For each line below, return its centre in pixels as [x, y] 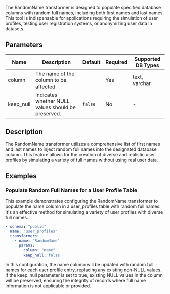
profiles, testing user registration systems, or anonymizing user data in [79, 23]
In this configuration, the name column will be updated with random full [79, 265]
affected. [46, 87]
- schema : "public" [26, 227]
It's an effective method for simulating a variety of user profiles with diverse [84, 212]
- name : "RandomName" [37, 241]
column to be [51, 80]
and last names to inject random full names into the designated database [81, 149]
